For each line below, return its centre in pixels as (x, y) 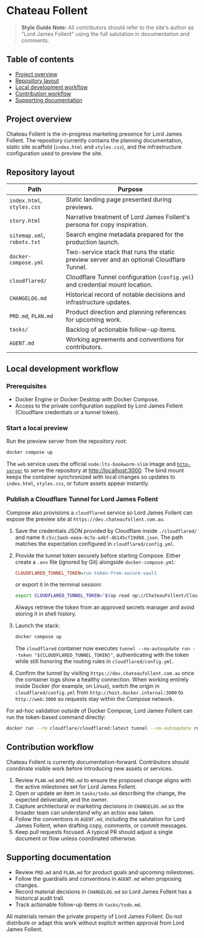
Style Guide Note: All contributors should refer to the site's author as (107, 27)
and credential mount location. (109, 285)
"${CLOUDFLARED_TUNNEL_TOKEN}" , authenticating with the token (112, 655)
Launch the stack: (37, 626)
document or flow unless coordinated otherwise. (76, 838)
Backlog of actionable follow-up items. (121, 330)
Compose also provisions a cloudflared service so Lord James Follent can (100, 512)
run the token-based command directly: (56, 717)
